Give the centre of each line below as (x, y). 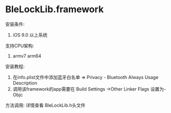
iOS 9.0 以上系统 (30, 35)
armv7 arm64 (27, 56)
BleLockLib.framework (54, 9)
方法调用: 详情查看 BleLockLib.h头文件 (45, 105)
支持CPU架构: (20, 46)
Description (25, 83)
